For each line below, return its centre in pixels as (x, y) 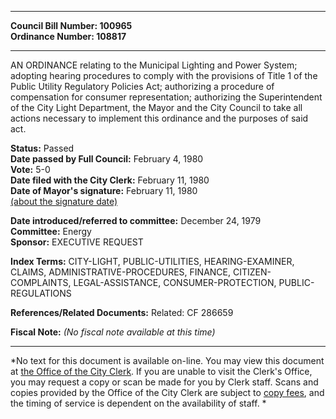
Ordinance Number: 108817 (68, 36)
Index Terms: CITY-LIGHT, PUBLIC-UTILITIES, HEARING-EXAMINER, (152, 261)
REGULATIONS (41, 293)
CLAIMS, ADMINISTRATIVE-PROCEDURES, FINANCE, (121, 272)
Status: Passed (42, 148)
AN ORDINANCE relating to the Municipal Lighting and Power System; (154, 65)
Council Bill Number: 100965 (71, 25)
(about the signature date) (64, 201)
